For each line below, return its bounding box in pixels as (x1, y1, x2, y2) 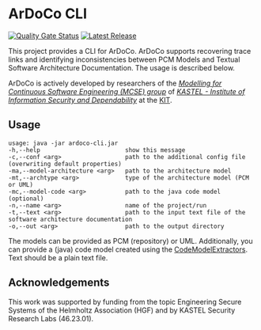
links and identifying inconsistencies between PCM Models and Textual (8, 55, 240, 64)
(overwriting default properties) (8, 160, 123, 168)
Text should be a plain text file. (8, 252, 108, 262)
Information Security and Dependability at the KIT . (8, 95, 172, 104)
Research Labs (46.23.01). (8, 313, 94, 323)
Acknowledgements (8, 276, 110, 290)
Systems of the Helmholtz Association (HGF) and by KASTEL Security (8, 305, 236, 315)
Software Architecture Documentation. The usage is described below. (8, 63, 236, 72)
